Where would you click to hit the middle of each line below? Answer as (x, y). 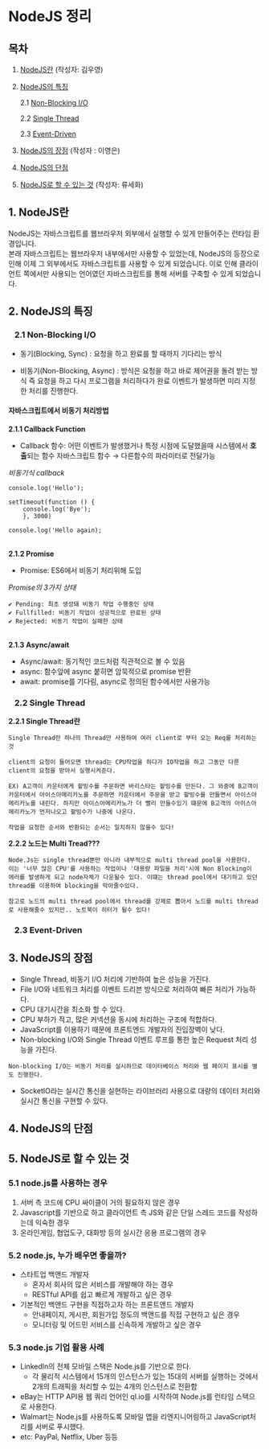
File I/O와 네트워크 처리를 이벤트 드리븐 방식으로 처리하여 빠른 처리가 (127, 989)
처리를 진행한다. (53, 390)
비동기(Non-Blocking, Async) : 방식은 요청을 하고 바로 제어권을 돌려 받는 (134, 370)
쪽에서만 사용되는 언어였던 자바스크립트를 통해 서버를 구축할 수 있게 (128, 274)
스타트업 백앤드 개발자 (55, 1274)
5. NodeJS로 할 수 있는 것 (69, 1158)
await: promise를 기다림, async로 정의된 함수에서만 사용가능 (115, 681)
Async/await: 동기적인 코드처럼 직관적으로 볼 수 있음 (102, 661)
